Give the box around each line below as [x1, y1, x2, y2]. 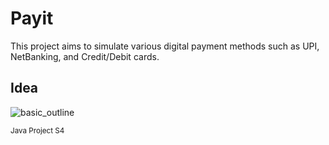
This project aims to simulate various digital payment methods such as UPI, [10, 40, 320, 52]
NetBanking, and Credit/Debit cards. [10, 50, 160, 62]
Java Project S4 [10, 125, 65, 136]
